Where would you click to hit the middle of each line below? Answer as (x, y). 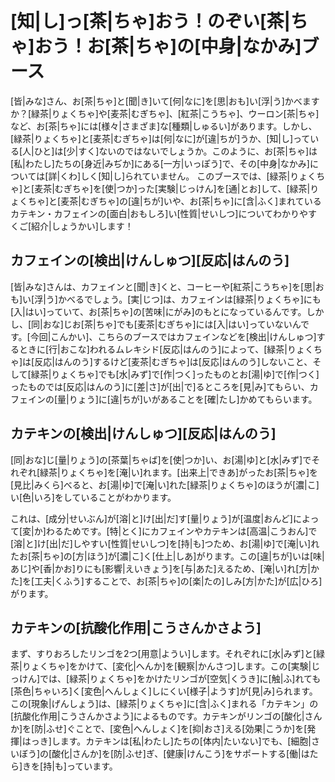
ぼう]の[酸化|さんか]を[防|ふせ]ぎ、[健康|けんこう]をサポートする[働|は (164, 754)
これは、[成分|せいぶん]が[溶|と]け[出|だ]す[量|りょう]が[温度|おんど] (151, 518)
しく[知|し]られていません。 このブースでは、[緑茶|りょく (198, 176)
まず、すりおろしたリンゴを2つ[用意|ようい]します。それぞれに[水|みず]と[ (163, 654)
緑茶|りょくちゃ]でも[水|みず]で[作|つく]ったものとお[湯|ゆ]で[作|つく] (175, 374)
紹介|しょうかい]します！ (82, 226)
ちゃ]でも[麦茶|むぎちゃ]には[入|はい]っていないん (198, 324)
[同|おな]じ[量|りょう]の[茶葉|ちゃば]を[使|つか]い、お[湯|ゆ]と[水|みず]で (161, 459)
